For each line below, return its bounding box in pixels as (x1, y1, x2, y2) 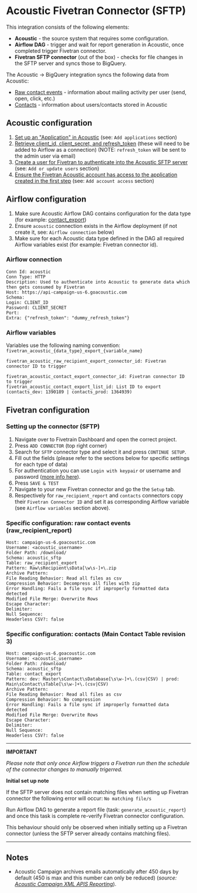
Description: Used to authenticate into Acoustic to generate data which (6, 279, 191, 285)
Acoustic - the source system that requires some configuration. (14, 35, 169, 42)
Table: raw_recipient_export (6, 560, 77, 566)
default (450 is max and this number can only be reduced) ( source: (14, 874, 177, 881)
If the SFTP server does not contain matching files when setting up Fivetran (6, 789, 189, 796)
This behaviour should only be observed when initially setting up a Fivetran (6, 824, 188, 831)
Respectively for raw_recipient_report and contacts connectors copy (14, 492, 184, 499)
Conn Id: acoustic (6, 268, 51, 275)
